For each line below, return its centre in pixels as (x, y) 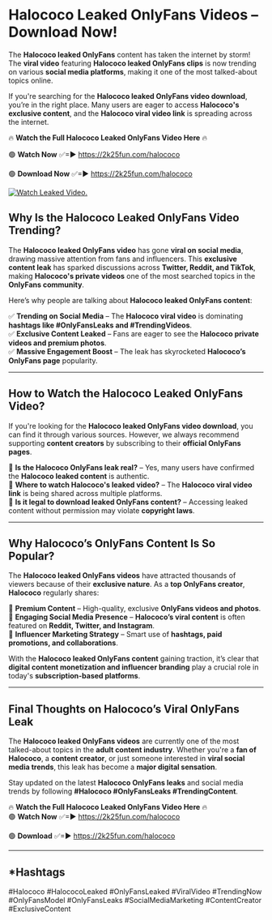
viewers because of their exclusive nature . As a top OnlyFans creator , (127, 584)
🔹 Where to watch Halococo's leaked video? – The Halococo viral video (130, 485)
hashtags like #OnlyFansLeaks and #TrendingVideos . (100, 325)
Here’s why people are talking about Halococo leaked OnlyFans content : (130, 300)
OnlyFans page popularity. (53, 360)
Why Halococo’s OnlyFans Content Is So (112, 543)
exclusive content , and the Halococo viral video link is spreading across (130, 113)
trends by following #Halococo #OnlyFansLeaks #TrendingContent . (123, 791)
